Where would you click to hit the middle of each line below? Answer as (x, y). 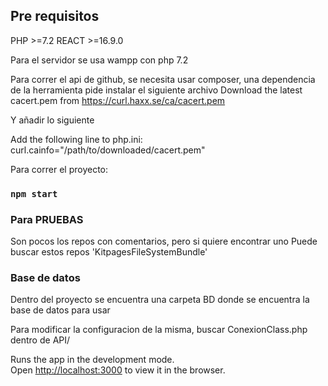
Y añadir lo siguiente (52, 120)
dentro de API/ (40, 340)
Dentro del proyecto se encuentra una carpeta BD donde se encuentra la (160, 300)
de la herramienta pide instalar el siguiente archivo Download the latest (156, 90)
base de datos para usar (60, 310)
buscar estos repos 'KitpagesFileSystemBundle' (109, 252)
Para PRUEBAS (47, 219)
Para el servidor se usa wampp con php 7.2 (99, 60)
